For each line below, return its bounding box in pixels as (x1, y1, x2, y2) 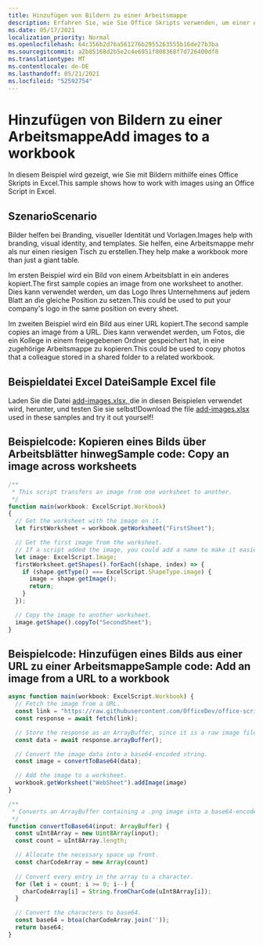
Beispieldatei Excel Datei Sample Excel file (8, 375, 217, 388)
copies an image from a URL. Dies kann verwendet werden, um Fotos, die (8, 327, 245, 337)
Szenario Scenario (8, 209, 98, 223)
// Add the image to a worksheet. (15, 772, 128, 780)
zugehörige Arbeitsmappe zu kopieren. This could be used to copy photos (8, 344, 246, 354)
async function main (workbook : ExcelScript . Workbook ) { (8, 693, 194, 700)
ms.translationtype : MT (8, 56, 86, 64)
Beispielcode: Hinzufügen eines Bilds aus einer (8, 647, 243, 660)
